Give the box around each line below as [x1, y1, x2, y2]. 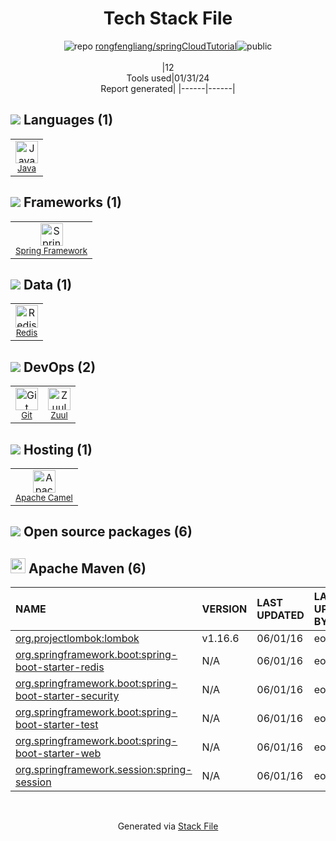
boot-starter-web [15, 747, 102, 761]
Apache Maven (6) [28, 560, 147, 577]
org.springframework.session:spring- [15, 763, 193, 777]
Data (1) [23, 276, 73, 293]
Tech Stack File [103, 7, 233, 30]
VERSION [201, 602, 248, 616]
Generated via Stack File [117, 820, 219, 832]
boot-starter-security [15, 689, 120, 703]
